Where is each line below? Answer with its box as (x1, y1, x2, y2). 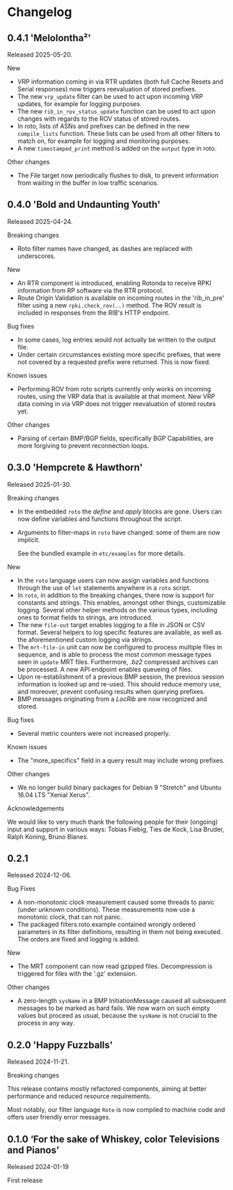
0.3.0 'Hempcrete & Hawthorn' (7, 462, 143, 474)
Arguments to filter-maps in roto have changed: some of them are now (17, 528, 220, 536)
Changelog (7, 4, 72, 20)
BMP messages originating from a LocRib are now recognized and (17, 695, 207, 703)
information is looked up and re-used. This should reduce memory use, (17, 679, 221, 688)
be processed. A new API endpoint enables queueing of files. (17, 665, 193, 673)
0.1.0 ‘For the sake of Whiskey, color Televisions (7, 1133, 220, 1145)
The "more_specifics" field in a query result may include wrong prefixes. (17, 756, 225, 765)
